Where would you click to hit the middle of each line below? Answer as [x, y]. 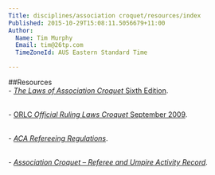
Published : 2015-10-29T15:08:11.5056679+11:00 [87, 23]
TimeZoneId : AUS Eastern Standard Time [82, 52]
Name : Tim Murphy [44, 38]
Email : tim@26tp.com [49, 45]
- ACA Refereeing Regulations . [59, 138]
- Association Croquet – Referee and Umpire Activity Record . [108, 162]
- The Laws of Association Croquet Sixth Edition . [88, 91]
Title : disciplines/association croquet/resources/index [105, 16]
